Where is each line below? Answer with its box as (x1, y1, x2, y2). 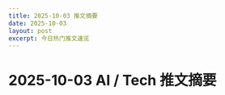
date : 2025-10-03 (8, 19, 67, 27)
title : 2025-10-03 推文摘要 (8, 11, 99, 20)
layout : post (8, 27, 53, 35)
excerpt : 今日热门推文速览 (8, 34, 90, 43)
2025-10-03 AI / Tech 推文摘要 (8, 72, 217, 89)
